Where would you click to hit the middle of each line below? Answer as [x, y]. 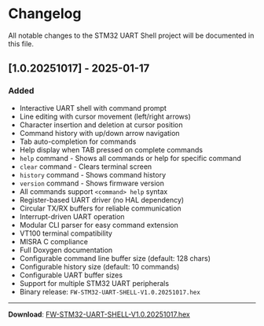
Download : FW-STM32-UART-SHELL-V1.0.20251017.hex [99, 314]
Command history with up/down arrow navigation [99, 133]
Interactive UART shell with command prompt [93, 108]
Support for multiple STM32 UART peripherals [94, 283]
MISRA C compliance [54, 241]
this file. [21, 43]
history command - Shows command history [93, 174]
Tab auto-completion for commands [78, 141]
